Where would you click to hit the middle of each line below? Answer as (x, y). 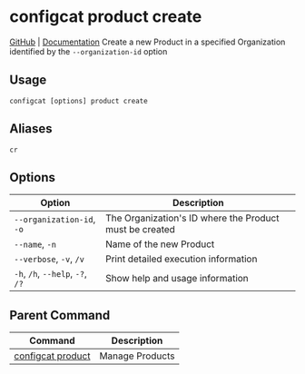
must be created (140, 230)
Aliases (31, 129)
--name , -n (35, 244)
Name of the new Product (160, 244)
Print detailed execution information (182, 259)
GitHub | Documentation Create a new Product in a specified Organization (148, 42)
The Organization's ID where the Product (192, 218)
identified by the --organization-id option (89, 51)
